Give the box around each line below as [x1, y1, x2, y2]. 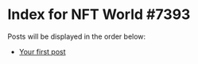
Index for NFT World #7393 [7, 6, 191, 24]
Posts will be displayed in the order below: [7, 32, 146, 41]
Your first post [18, 47, 66, 56]
